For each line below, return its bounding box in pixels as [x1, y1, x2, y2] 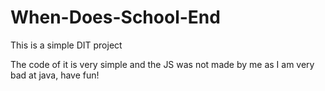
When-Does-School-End [10, 6, 221, 29]
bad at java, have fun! [10, 69, 100, 81]
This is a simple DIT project [10, 39, 123, 51]
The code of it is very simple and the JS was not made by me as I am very [10, 58, 315, 70]
